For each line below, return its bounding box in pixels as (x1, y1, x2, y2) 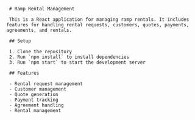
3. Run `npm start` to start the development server (9, 59, 146, 66)
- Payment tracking (9, 97, 59, 103)
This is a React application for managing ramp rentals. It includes (9, 17, 190, 23)
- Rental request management (9, 81, 83, 87)
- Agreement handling (9, 102, 64, 108)
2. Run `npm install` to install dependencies (9, 54, 130, 60)
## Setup (9, 38, 32, 44)
